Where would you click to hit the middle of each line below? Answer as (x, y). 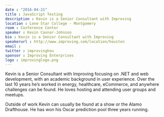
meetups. (15, 95)
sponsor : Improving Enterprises (40, 55)
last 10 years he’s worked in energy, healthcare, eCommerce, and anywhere (82, 85)
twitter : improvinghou (30, 51)
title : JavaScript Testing (34, 14)
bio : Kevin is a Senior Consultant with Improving (59, 37)
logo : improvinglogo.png (32, 60)
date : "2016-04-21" (26, 10)
